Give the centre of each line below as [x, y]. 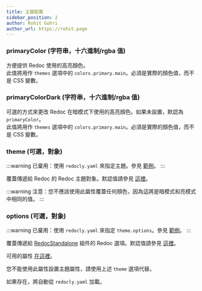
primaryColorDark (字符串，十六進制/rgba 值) [73, 97]
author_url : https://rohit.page [47, 29]
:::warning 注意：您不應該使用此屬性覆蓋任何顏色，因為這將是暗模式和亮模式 [101, 191]
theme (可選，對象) [34, 152]
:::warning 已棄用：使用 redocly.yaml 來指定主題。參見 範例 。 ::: [86, 166]
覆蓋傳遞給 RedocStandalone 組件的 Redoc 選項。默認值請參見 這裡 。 [93, 243]
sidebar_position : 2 [32, 18]
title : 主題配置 [25, 12]
